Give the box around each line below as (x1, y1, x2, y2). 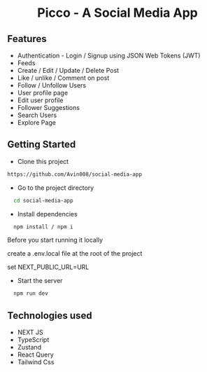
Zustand (17, 343, 42, 352)
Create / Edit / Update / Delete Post (17, 67, 120, 74)
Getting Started (7, 139, 76, 151)
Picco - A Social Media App (37, 5, 198, 21)
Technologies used (7, 310, 92, 322)
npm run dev (13, 290, 49, 297)
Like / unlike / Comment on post (17, 74, 110, 82)
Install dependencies (17, 209, 78, 218)
